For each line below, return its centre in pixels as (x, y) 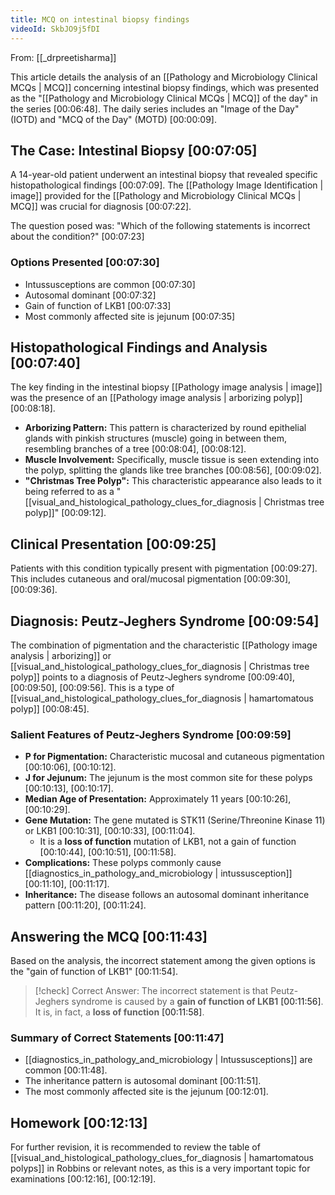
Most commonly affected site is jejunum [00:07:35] (130, 316)
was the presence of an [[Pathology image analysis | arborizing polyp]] (156, 398)
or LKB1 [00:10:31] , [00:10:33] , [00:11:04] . (110, 831)
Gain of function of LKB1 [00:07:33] (98, 305)
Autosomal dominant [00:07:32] (90, 295)
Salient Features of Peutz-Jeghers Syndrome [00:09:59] (151, 734)
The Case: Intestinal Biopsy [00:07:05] (134, 150)
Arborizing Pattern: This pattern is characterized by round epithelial (165, 428)
